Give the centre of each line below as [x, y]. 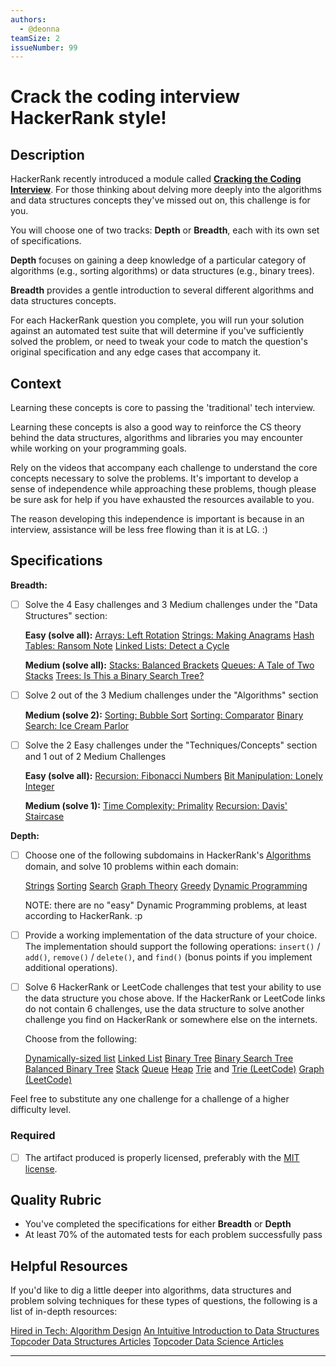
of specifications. [46, 241]
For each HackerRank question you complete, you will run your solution [157, 320]
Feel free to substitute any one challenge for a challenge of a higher [150, 1099]
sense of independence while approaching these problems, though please [163, 489]
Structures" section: [66, 615]
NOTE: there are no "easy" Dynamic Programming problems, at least [166, 905]
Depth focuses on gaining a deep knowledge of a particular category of [158, 260]
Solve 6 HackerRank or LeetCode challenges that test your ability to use [173, 987]
